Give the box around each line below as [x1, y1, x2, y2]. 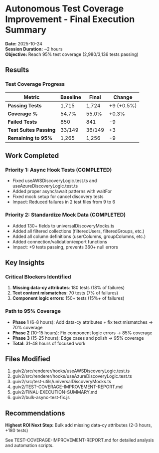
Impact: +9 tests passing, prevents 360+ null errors [12, 244, 118, 250]
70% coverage [12, 324, 43, 330]
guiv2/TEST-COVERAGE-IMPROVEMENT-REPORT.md [12, 384, 123, 390]
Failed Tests [7, 118, 37, 125]
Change [113, 93, 133, 100]
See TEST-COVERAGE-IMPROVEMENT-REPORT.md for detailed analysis [5, 437, 154, 443]
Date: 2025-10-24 [5, 40, 42, 46]
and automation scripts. [5, 443, 54, 449]
